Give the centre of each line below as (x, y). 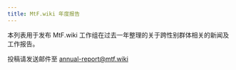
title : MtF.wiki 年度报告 (44, 14)
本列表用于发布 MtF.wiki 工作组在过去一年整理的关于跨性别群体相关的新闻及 (118, 35)
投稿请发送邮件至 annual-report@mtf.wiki (68, 59)
